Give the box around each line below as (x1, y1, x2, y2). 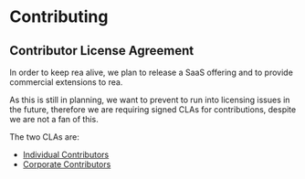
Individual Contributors (22, 149, 110, 160)
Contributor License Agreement (9, 43, 195, 58)
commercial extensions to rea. (9, 77, 123, 88)
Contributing (9, 6, 109, 27)
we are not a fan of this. (9, 114, 99, 124)
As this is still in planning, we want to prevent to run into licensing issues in (9, 94, 290, 105)
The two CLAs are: (9, 132, 79, 142)
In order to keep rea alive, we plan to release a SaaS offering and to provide (9, 67, 294, 78)
